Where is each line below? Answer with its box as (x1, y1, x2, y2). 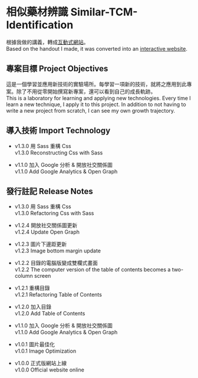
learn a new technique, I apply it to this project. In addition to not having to (6, 101, 187, 108)
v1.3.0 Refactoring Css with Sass (14, 210, 94, 217)
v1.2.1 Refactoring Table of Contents (14, 291, 102, 298)
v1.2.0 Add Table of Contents (14, 310, 85, 317)
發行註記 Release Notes (6, 186, 93, 196)
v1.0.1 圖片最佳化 (14, 341, 55, 348)
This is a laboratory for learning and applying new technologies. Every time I (6, 94, 192, 101)
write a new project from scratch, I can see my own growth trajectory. (6, 107, 176, 114)
